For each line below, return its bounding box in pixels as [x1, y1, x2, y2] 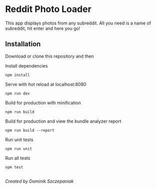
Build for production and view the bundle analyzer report [5, 118, 122, 124]
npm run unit [5, 146, 32, 151]
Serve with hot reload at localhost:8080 [5, 81, 86, 87]
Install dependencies [5, 62, 48, 68]
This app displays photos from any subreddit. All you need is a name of [5, 20, 151, 26]
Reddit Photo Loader [5, 3, 92, 15]
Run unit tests [5, 136, 33, 142]
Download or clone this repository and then [5, 53, 94, 59]
